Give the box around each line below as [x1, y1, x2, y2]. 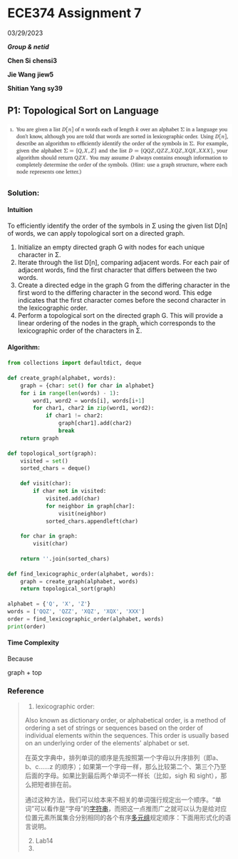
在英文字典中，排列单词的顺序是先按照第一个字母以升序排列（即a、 [24, 753, 222, 762]
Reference [7, 685, 44, 695]
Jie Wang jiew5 [7, 70, 54, 79]
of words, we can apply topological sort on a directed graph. [7, 229, 185, 237]
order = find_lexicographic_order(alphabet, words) [7, 616, 164, 623]
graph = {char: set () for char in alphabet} [20, 382, 155, 389]
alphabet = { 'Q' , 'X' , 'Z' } [7, 601, 91, 608]
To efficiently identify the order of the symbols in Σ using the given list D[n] [7, 221, 228, 230]
